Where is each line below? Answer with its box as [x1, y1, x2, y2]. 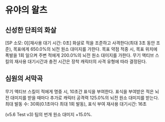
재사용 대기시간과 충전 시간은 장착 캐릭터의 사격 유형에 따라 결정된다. [14, 59, 147, 64]
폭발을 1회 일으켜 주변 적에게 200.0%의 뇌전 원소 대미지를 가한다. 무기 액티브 [5, 53, 154, 58]
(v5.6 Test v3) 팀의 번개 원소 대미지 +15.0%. [5, 111, 92, 117]
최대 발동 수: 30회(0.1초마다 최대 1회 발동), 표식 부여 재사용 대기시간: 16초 [5, 101, 147, 107]
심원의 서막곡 [5, 74, 43, 83]
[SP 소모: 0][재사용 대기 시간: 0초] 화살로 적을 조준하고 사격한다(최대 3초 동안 [5, 40, 155, 46]
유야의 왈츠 [5, 4, 48, 16]
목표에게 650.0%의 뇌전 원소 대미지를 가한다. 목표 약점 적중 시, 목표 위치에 [13, 46, 158, 52]
